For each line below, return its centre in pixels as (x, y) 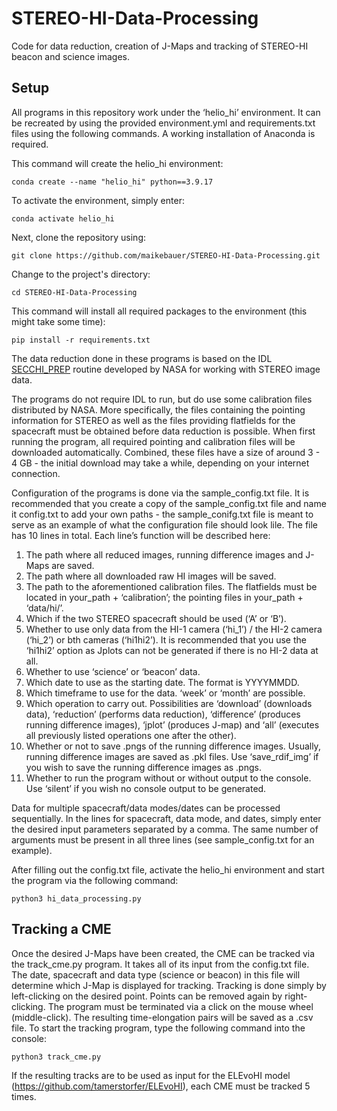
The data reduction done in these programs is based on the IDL (142, 358)
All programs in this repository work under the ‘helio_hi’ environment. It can (166, 112)
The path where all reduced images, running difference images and (164, 554)
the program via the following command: (95, 880)
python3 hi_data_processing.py (76, 898)
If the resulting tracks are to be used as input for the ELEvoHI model (151, 1075)
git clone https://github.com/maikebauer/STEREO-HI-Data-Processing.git (166, 255)
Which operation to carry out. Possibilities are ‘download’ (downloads (169, 703)
